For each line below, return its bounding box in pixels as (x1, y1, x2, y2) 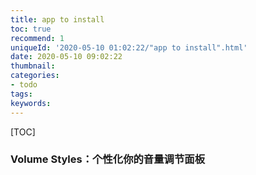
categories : (10, 71, 60, 81)
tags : (10, 89, 33, 99)
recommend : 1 (10, 33, 65, 43)
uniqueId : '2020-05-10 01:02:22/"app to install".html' (10, 42, 248, 53)
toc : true (10, 24, 52, 34)
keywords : (10, 98, 52, 108)
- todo (10, 80, 38, 90)
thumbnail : (10, 61, 56, 71)
